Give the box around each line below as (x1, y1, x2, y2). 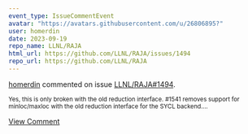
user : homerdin (8, 27, 60, 35)
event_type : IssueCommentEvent (8, 11, 115, 20)
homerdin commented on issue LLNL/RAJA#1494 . (8, 79, 176, 89)
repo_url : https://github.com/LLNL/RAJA (8, 58, 148, 66)
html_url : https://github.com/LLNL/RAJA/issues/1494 (8, 50, 191, 58)
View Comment (8, 116, 60, 126)
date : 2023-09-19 (8, 34, 67, 43)
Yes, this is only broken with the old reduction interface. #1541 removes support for (8, 95, 240, 103)
